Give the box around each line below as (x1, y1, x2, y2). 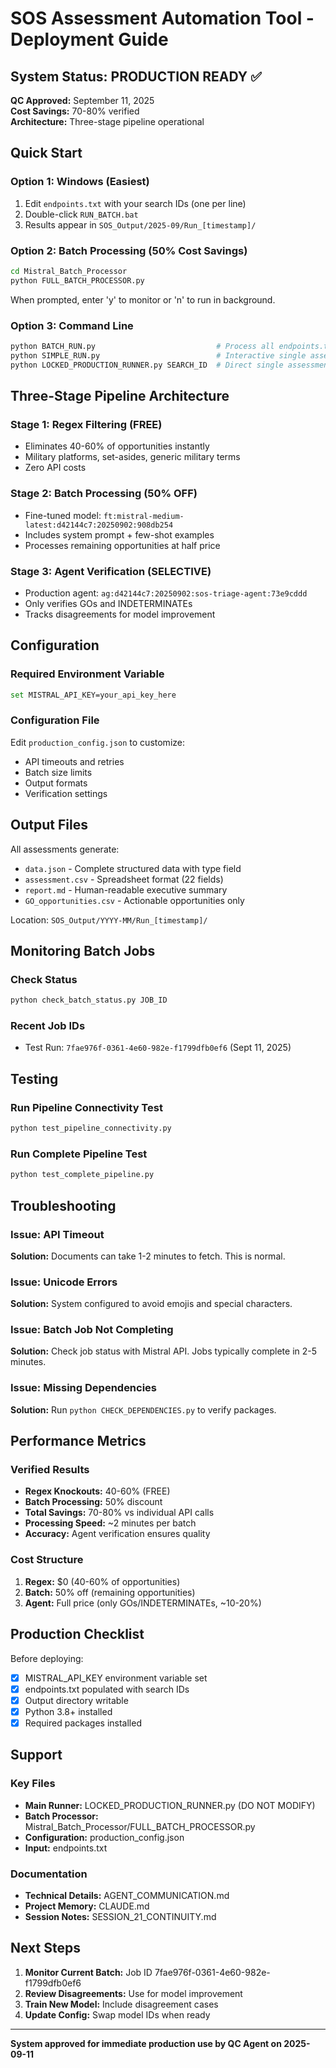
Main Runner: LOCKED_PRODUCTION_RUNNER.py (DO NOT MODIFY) (24, 1799, 316, 1811)
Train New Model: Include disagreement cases (24, 1998, 219, 2010)
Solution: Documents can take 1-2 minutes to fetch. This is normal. (10, 1250, 286, 1262)
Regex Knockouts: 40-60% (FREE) (24, 1485, 171, 1497)
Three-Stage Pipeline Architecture (10, 388, 230, 405)
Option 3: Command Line (10, 318, 134, 332)
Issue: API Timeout (10, 1227, 105, 1241)
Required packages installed (24, 1717, 142, 1729)
